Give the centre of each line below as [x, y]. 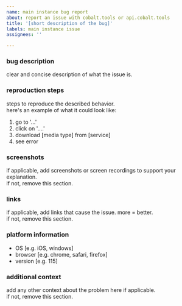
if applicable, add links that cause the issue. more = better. [80, 212]
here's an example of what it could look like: [61, 110]
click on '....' [30, 128]
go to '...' [26, 122]
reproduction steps [35, 90]
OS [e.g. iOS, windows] [44, 248]
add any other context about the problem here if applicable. [81, 290]
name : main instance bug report [47, 12]
